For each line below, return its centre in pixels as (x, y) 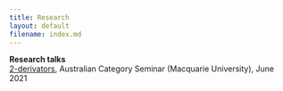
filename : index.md (46, 34)
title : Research (39, 17)
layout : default (39, 26)
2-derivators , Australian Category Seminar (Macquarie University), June (142, 69)
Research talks (37, 60)
